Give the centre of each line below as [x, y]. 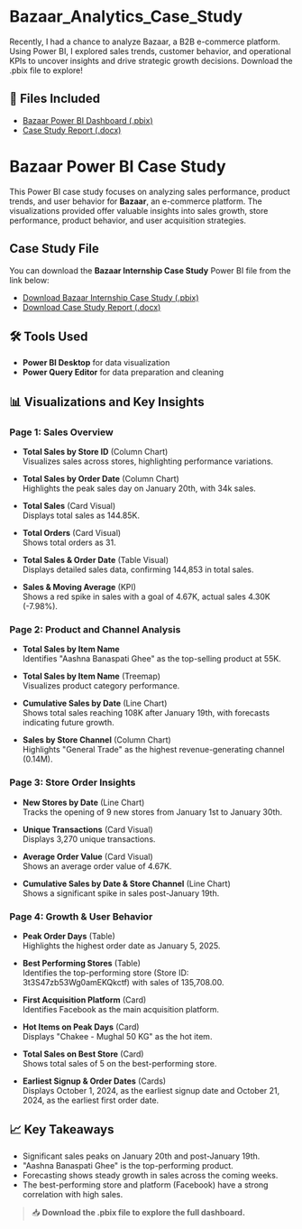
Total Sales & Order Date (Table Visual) [96, 560]
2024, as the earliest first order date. [91, 1100]
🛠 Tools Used [49, 336]
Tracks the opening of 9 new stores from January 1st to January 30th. [152, 812]
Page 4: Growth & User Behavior [81, 916]
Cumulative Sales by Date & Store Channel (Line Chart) [127, 883]
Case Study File [54, 249]
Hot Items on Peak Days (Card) [81, 1027]
